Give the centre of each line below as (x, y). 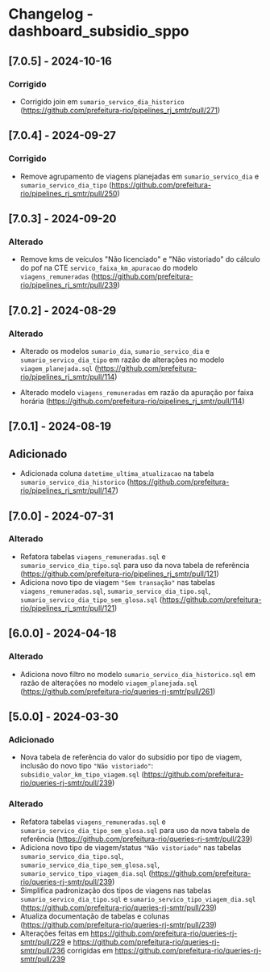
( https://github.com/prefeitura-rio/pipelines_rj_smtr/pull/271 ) (120, 110)
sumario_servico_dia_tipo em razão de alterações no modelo (122, 360)
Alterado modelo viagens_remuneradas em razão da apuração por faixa (137, 392)
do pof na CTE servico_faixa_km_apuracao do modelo (109, 268)
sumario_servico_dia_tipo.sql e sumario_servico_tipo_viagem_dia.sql (138, 898)
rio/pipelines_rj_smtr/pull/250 (69, 193)
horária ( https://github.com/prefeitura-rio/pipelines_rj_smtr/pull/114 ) (132, 401)
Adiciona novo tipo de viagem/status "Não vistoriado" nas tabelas (131, 847)
